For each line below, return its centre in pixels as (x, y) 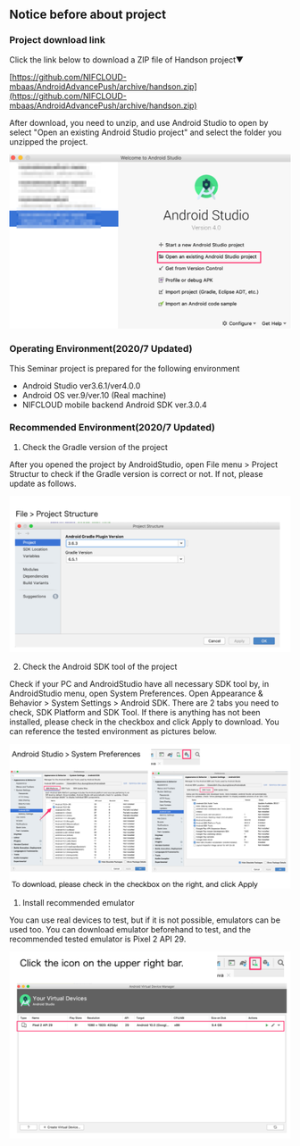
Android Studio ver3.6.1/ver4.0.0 (81, 385)
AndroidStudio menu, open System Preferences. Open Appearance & (136, 693)
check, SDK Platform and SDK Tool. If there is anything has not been (135, 712)
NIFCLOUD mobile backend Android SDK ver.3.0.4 (114, 405)
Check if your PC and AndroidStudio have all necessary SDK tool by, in (139, 683)
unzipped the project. (49, 141)
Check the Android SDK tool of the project (100, 666)
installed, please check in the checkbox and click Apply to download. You (144, 722)
